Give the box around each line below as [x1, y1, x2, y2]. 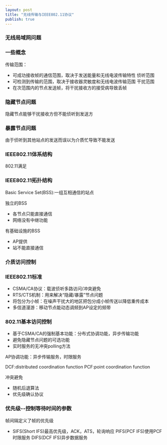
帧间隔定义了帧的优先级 [5, 417, 54, 423]
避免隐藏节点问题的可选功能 [12, 337, 70, 343]
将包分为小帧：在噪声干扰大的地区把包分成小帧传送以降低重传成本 [12, 298, 149, 304]
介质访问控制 [5, 258, 37, 265]
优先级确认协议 [12, 391, 44, 397]
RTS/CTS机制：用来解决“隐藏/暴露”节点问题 [12, 292, 103, 298]
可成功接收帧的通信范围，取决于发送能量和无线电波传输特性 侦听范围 [12, 72, 154, 78]
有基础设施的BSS [5, 227, 41, 234]
